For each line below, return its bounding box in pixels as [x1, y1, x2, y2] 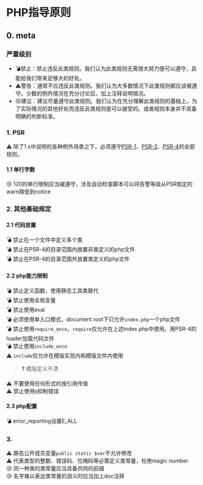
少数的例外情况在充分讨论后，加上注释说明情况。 [26, 89, 149, 97]
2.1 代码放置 [6, 221, 37, 228]
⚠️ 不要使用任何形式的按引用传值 [6, 380, 88, 387]
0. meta [6, 30, 36, 40]
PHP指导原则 [6, 6, 71, 20]
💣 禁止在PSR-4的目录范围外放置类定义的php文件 [6, 255, 130, 262]
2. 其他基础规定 [6, 205, 52, 213]
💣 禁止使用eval [6, 306, 45, 313]
